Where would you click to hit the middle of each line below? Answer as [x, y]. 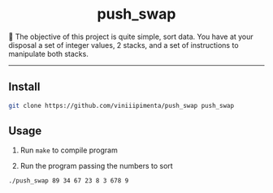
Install [24, 87]
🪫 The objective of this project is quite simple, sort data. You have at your [131, 36]
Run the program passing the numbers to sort [96, 166]
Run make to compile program [69, 150]
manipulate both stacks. [49, 54]
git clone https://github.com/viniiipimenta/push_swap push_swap [121, 105]
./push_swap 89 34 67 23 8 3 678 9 [69, 181]
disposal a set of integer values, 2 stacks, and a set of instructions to [123, 45]
